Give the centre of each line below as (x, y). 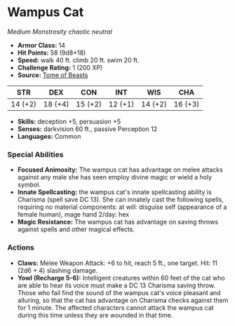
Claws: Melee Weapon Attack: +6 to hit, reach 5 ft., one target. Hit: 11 (117, 263)
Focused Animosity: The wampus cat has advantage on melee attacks (120, 170)
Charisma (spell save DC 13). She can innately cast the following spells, (120, 200)
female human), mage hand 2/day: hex (73, 215)
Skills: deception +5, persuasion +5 (69, 121)
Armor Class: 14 (41, 45)
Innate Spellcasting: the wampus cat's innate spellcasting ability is (114, 192)
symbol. (29, 185)
